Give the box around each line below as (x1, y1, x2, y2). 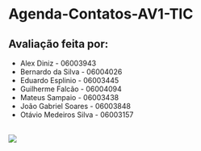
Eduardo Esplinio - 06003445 (19, 76, 119, 85)
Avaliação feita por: (8, 37, 109, 51)
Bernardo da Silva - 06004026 (19, 67, 123, 77)
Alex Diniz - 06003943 (19, 58, 97, 68)
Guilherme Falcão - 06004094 (19, 84, 123, 94)
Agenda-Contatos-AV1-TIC (8, 5, 194, 23)
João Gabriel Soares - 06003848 (19, 102, 132, 111)
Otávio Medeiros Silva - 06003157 (19, 110, 134, 120)
